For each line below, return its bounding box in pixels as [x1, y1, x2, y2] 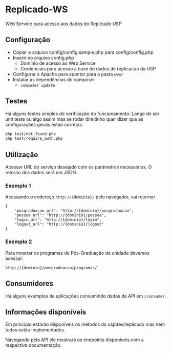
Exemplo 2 [5, 238, 32, 245]
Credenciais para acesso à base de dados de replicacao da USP [20, 65, 156, 71]
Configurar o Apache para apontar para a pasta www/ [12, 71, 124, 77]
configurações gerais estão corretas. [5, 121, 83, 127]
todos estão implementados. [5, 327, 66, 333]
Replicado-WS [5, 4, 68, 15]
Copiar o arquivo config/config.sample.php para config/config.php [12, 49, 154, 55]
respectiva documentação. [5, 342, 62, 348]
